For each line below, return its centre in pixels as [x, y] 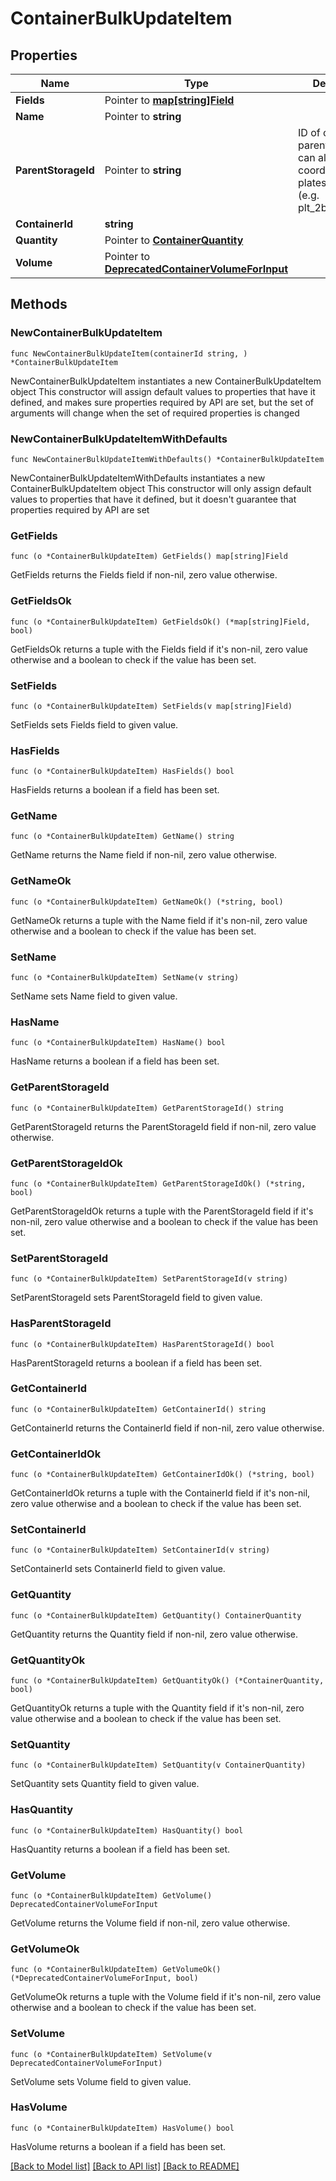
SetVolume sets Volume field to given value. [101, 2081]
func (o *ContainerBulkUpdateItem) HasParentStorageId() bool [142, 1344]
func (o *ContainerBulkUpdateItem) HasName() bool [118, 1043]
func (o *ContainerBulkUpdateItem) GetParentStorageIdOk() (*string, [158, 1183]
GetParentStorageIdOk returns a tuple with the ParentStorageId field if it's [162, 1211]
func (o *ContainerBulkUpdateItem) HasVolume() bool [122, 2128]
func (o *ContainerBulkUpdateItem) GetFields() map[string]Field [149, 557]
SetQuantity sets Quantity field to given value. [105, 1784]
